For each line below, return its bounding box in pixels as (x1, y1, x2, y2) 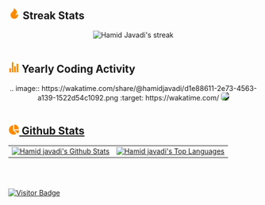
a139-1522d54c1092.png (37, 93, 119, 102)
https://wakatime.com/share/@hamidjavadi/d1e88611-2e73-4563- (40, 83, 258, 93)
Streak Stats (22, 9, 85, 23)
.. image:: (9, 83, 40, 93)
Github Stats (21, 124, 85, 138)
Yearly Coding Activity (21, 63, 136, 76)
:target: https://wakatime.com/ (120, 93, 220, 102)
